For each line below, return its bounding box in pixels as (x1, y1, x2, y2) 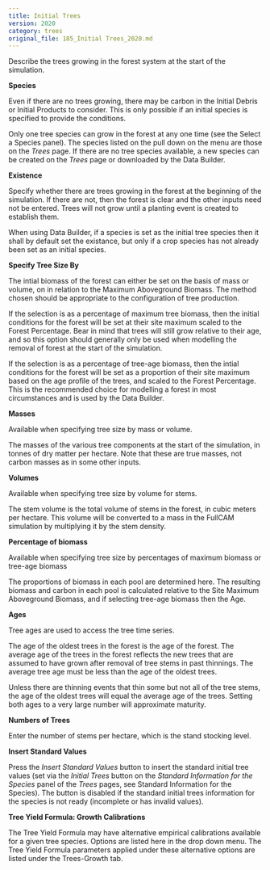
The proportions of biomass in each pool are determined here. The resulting (8, 577, 260, 586)
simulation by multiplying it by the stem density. (8, 522, 167, 532)
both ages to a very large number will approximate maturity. (8, 700, 207, 709)
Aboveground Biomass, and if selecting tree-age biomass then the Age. (8, 595, 246, 604)
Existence (8, 170, 43, 180)
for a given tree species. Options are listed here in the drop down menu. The (8, 837, 262, 847)
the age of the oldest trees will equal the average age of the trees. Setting (8, 691, 253, 701)
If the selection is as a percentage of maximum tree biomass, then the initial (8, 309, 260, 319)
